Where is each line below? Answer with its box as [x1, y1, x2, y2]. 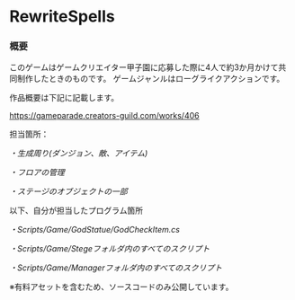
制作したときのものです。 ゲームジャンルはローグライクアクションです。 [16, 74, 285, 84]
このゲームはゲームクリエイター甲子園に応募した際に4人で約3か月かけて [9, 62, 279, 73]
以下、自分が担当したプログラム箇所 [9, 205, 144, 216]
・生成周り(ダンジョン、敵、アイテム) [9, 148, 148, 159]
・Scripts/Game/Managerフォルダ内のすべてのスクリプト [9, 262, 223, 273]
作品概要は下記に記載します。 [9, 93, 120, 103]
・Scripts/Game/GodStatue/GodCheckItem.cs [9, 225, 180, 235]
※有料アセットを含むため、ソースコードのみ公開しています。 [9, 281, 234, 293]
